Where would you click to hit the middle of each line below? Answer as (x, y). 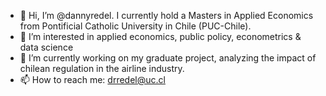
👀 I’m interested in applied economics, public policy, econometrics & (160, 36)
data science (46, 47)
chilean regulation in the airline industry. (102, 68)
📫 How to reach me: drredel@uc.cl (92, 79)
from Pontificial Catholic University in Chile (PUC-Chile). (135, 26)
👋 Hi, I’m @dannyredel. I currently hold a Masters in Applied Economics (166, 15)
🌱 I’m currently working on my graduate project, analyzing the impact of (168, 58)
